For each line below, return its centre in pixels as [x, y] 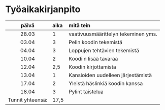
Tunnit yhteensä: [28, 100]
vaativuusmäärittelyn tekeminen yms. [113, 34]
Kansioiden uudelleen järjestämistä [110, 75]
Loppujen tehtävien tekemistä [104, 50]
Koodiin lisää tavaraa [93, 58]
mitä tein [79, 25]
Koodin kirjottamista [92, 67]
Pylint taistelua [86, 91]
